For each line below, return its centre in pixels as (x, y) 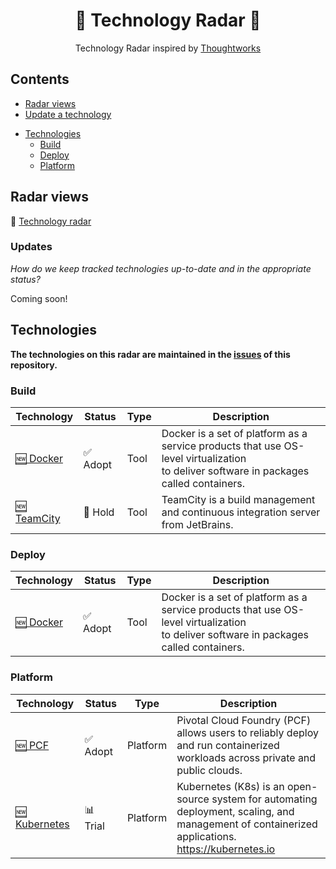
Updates (31, 247)
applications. (206, 836)
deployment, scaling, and (235, 811)
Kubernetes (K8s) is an (230, 786)
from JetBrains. (197, 524)
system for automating (264, 799)
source (193, 799)
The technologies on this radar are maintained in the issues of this (150, 354)
